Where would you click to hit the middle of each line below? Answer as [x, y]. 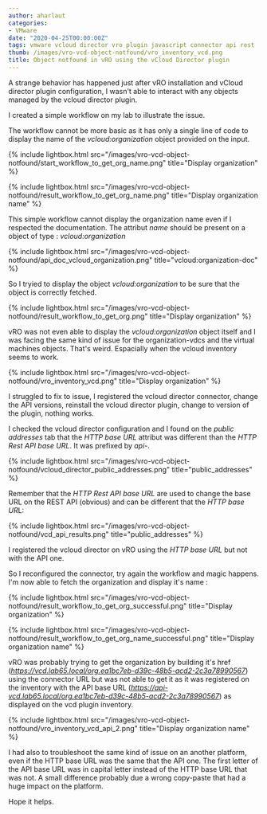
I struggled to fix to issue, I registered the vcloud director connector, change [133, 396]
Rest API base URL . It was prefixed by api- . [79, 445]
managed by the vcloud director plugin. [73, 100]
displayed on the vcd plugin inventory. [71, 704]
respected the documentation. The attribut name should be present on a [127, 227]
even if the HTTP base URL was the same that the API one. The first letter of [133, 761]
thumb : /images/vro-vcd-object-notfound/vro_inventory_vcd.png [116, 53]
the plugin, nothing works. [51, 413]
